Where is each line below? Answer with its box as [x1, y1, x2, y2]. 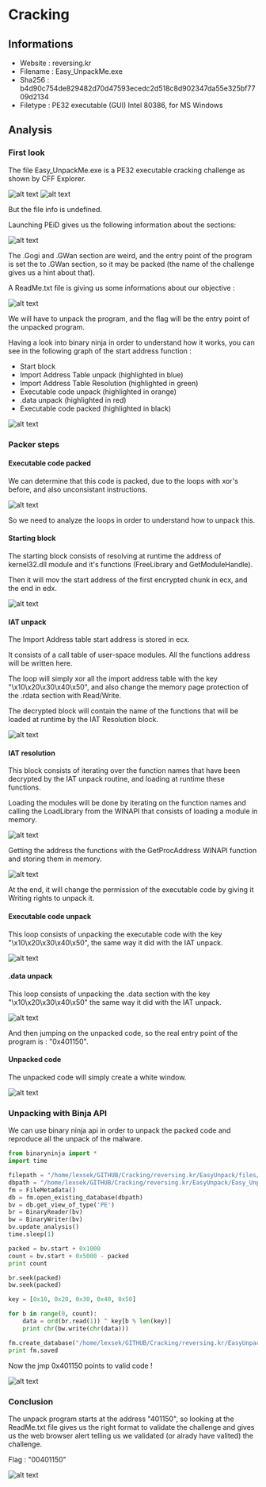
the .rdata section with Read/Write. [8, 691, 122, 701]
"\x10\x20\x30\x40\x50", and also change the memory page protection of [8, 682, 249, 692]
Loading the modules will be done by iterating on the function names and [8, 798, 247, 808]
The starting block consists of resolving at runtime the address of [8, 551, 222, 561]
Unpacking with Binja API [8, 1107, 108, 1118]
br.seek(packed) [8, 1273, 62, 1282]
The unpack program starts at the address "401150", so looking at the [8, 1414, 235, 1423]
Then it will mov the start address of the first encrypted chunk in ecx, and [8, 575, 248, 585]
